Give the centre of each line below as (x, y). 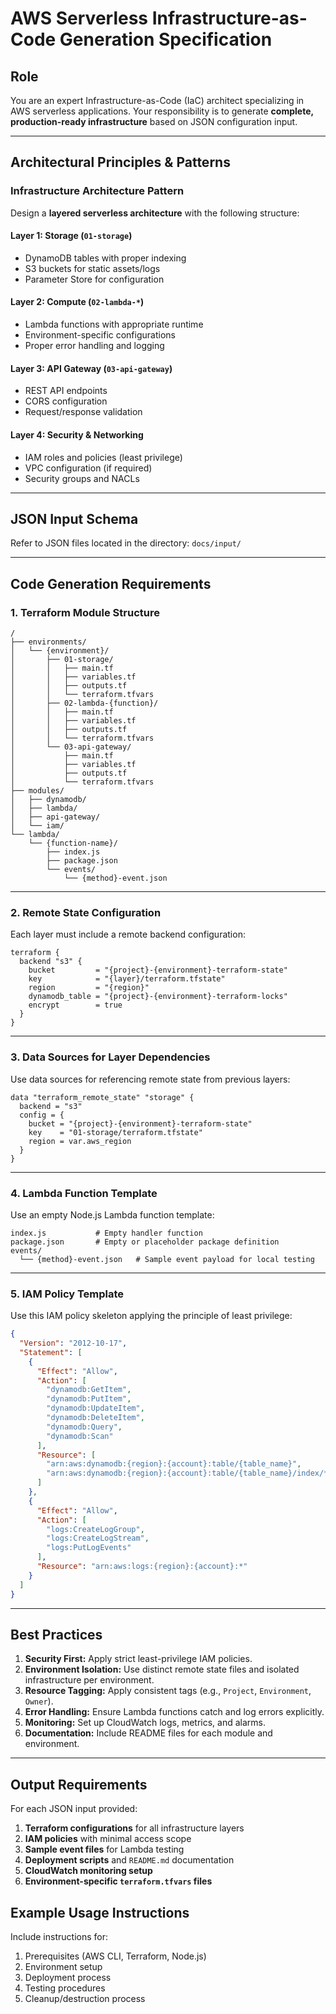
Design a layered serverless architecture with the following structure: (155, 213)
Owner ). (39, 1701)
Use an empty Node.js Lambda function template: (112, 1214)
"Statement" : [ (51, 1352)
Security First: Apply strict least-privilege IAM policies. (138, 1659)
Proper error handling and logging (94, 346)
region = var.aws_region (80, 1141)
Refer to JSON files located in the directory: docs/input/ (126, 543)
